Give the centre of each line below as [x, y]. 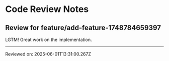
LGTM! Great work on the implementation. [49, 39]
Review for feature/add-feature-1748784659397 [83, 28]
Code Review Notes [47, 9]
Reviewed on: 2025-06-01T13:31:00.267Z [48, 54]
